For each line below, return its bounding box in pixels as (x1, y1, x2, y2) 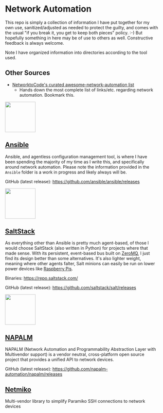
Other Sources (5, 69, 50, 77)
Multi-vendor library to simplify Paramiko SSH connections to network (5, 398, 145, 404)
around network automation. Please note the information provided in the (5, 164, 150, 170)
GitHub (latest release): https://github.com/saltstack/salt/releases (5, 285, 136, 291)
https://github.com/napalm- (52, 366, 108, 372)
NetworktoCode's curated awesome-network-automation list (12, 82, 135, 87)
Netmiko (5, 385, 32, 394)
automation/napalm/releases (5, 371, 62, 377)
